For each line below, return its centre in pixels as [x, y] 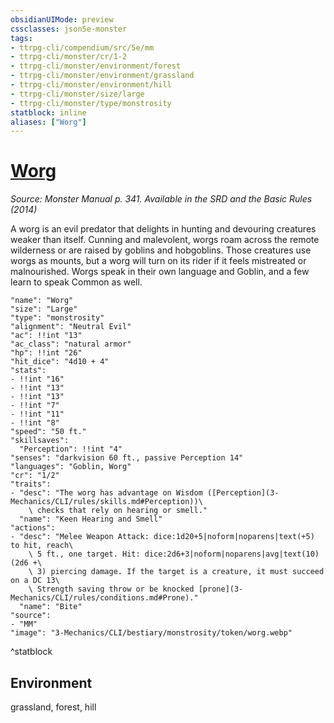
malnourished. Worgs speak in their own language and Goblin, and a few [160, 272]
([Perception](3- [243, 493]
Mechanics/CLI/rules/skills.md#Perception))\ [106, 502]
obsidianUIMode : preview [62, 19]
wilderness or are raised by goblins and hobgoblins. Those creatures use [161, 250]
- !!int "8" [35, 423]
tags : [21, 38]
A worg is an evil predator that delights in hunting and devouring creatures [163, 229]
